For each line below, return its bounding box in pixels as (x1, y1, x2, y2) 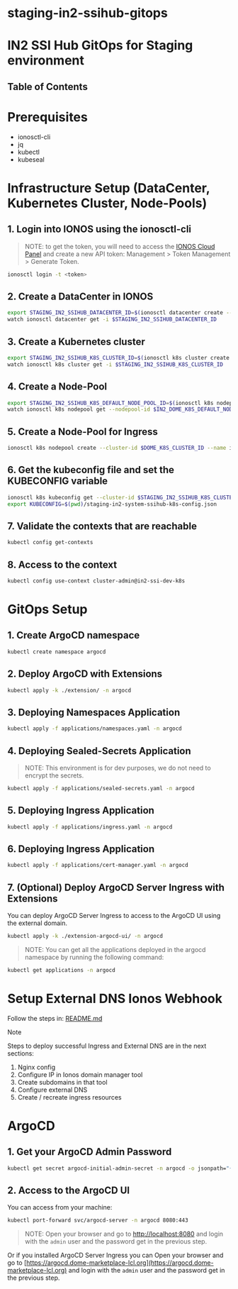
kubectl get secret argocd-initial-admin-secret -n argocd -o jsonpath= (7, 1165, 227, 1172)
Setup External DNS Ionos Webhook (7, 990, 223, 1007)
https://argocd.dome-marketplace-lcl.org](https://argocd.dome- (25, 1258, 214, 1267)
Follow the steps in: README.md (7, 1014, 103, 1022)
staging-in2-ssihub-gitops (7, 5, 168, 21)
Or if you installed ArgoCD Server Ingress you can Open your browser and (7, 1251, 224, 1260)
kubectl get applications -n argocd (7, 966, 115, 973)
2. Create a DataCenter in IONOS (7, 290, 154, 302)
